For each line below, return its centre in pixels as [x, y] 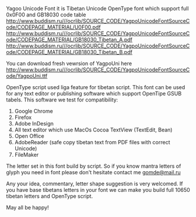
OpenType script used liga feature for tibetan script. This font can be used [96, 87]
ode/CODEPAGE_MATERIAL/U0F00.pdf [53, 27]
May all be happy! [28, 207]
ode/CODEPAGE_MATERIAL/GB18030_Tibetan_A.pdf [69, 40]
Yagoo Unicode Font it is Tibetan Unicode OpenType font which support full [97, 9]
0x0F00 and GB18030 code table [46, 15]
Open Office [29, 136]
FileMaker [27, 155]
